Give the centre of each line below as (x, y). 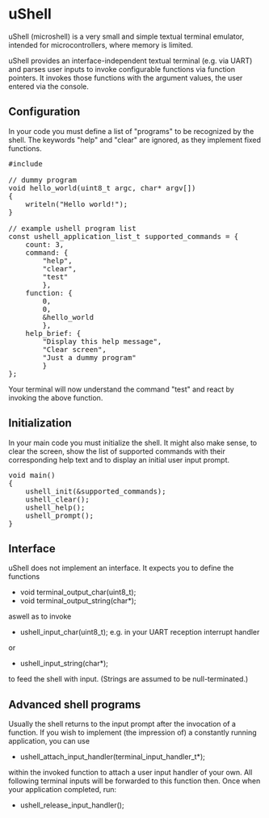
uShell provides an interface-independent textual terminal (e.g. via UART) (130, 61)
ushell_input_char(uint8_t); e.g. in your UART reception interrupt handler (140, 632)
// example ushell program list (72, 228)
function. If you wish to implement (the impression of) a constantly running (132, 732)
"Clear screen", (74, 349)
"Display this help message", (102, 341)
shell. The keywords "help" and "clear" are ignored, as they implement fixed (134, 140)
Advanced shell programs (75, 705)
